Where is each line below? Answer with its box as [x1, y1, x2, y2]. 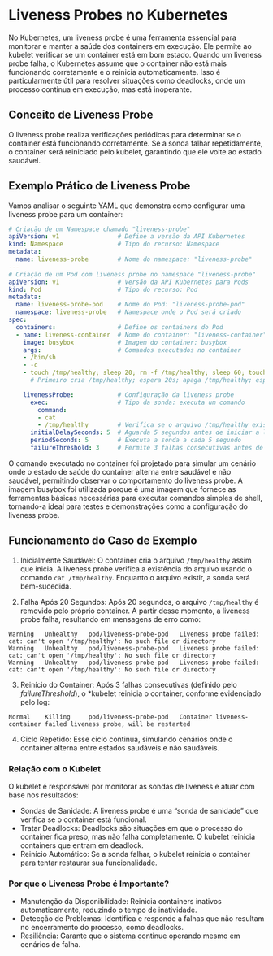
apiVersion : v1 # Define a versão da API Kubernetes [8, 232, 245, 241]
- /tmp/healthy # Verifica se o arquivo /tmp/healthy [37, 421, 249, 429]
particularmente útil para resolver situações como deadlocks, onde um [8, 76, 245, 85]
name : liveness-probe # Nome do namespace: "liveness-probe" [15, 255, 253, 263]
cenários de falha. [19, 940, 81, 949]
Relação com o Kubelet [8, 763, 102, 774]
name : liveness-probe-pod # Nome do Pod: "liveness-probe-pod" [15, 301, 245, 309]
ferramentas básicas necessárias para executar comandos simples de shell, [8, 493, 262, 502]
